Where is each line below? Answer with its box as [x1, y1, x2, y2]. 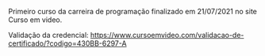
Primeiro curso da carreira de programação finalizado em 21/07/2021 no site [8, 7, 258, 16]
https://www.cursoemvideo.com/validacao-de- [90, 31, 244, 39]
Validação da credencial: [8, 31, 89, 39]
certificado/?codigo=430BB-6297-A [8, 39, 127, 48]
